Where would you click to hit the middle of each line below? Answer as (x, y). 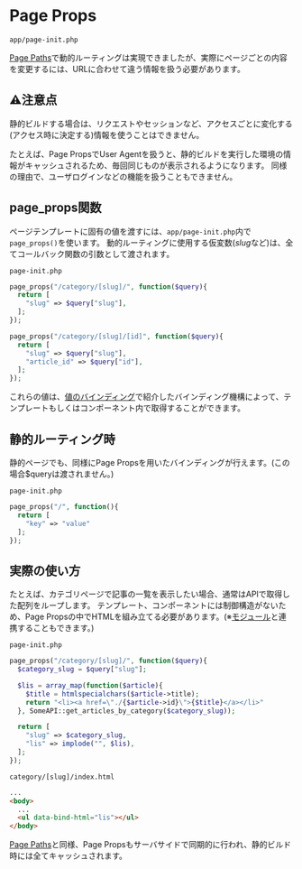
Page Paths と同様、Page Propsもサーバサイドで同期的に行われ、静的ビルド (150, 845)
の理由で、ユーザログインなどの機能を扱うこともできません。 (124, 176)
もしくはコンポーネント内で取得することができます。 (147, 408)
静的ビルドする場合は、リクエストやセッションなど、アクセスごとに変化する (151, 124)
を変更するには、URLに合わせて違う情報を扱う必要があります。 (127, 69)
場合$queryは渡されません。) (62, 474)
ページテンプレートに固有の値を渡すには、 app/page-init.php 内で (131, 231)
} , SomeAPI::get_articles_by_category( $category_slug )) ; (127, 711)
